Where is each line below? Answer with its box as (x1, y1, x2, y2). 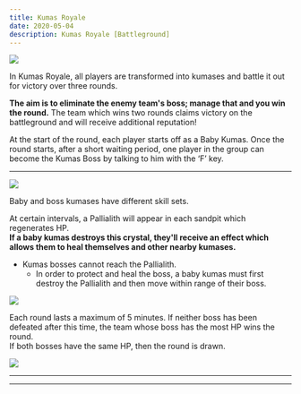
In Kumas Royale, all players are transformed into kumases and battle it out (9, 71, 285, 81)
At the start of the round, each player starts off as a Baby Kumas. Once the (9, 134, 285, 145)
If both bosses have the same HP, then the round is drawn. (9, 341, 226, 352)
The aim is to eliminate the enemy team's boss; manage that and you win (9, 98, 286, 108)
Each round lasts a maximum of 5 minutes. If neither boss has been (9, 313, 258, 323)
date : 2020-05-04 (9, 21, 74, 30)
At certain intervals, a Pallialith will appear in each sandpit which (9, 213, 246, 224)
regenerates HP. (9, 223, 70, 234)
